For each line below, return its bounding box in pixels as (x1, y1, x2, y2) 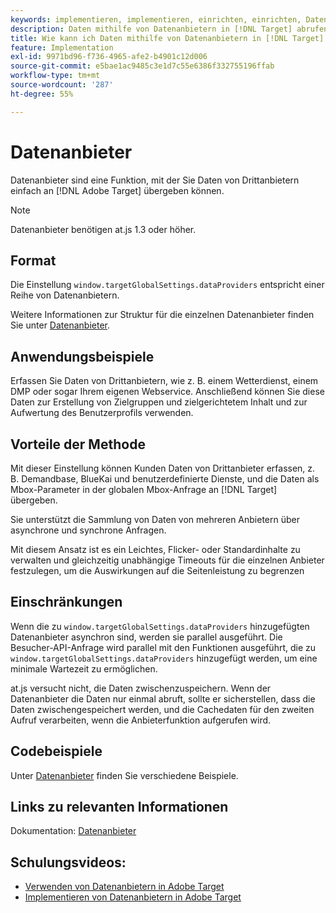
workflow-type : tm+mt (10, 71, 101, 81)
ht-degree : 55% (10, 89, 74, 99)
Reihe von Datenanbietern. (10, 289, 120, 301)
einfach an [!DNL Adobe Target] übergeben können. (10, 184, 225, 196)
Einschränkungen (10, 594, 123, 611)
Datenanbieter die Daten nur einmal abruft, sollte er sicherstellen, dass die (10, 692, 316, 705)
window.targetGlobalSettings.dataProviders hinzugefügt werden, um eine (10, 652, 318, 664)
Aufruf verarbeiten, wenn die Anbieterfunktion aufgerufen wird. (10, 714, 272, 726)
